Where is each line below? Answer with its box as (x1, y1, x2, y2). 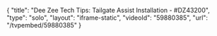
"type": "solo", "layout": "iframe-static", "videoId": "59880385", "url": (6, 13, 209, 22)
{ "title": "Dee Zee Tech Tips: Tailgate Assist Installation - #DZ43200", (6, 6, 210, 14)
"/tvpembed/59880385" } (6, 21, 82, 29)
